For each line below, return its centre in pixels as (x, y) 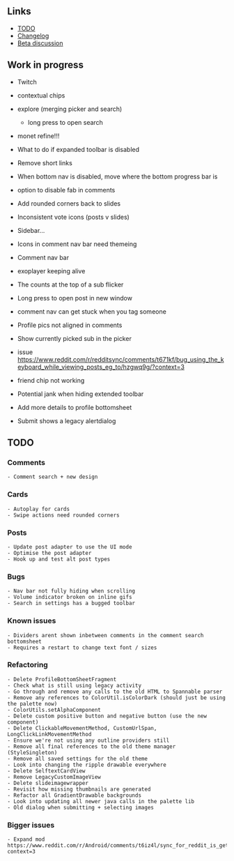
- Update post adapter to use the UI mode (70, 547)
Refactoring (28, 665)
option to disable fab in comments (66, 190)
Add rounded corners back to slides (69, 203)
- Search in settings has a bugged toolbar (71, 603)
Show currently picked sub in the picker (75, 338)
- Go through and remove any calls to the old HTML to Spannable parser (115, 692)
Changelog (33, 36)
